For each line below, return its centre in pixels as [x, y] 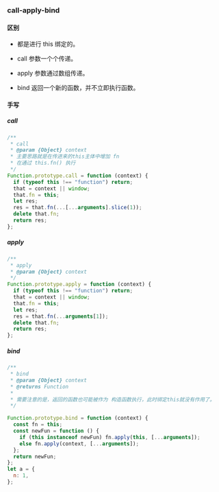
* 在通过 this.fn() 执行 [43, 163]
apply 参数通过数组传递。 [53, 73]
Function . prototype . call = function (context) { [78, 176]
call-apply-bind [34, 10]
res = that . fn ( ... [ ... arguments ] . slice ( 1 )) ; [78, 208]
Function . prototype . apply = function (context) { [79, 284]
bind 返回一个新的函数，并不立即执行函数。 [78, 88]
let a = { [21, 469]
